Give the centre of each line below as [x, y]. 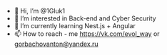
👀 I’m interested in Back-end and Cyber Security [85, 18]
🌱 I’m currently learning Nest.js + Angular [75, 26]
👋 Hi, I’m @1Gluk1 [40, 11]
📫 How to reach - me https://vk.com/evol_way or [87, 34]
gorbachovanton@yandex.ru [56, 44]
